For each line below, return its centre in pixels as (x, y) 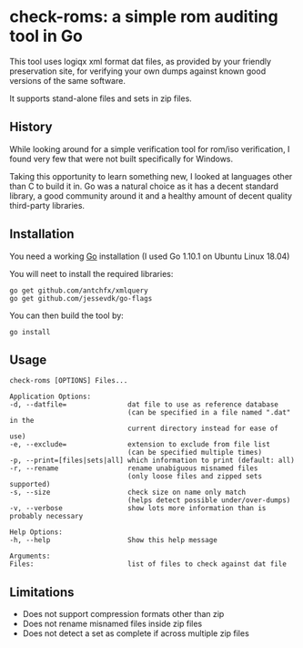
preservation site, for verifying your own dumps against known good (138, 71)
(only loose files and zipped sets (194, 477)
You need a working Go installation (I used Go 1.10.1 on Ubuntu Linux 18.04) (150, 256)
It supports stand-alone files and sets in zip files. (101, 98)
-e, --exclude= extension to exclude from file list (140, 445)
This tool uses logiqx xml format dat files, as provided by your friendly (140, 61)
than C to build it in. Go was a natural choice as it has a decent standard (144, 186)
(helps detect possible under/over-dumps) (209, 500)
